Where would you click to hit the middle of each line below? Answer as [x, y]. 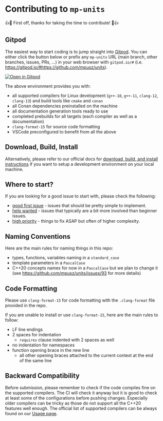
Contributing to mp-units [55, 9]
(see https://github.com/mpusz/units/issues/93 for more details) [76, 273]
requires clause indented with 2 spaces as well [67, 340]
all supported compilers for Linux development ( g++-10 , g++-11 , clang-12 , [85, 96]
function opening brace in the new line [51, 350]
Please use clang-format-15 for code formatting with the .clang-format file [80, 300]
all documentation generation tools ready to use [60, 111]
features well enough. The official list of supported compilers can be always [81, 408]
